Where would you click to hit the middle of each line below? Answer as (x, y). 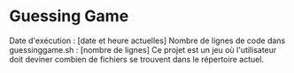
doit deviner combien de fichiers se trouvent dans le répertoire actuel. (136, 59)
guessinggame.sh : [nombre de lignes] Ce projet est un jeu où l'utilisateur (143, 49)
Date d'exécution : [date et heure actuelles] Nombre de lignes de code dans (147, 40)
